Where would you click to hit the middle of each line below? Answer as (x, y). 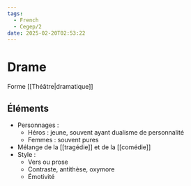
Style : (26, 154)
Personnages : (38, 125)
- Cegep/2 (28, 26)
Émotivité (41, 177)
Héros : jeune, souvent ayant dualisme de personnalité (106, 132)
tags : (15, 14)
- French (26, 20)
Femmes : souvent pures (63, 140)
